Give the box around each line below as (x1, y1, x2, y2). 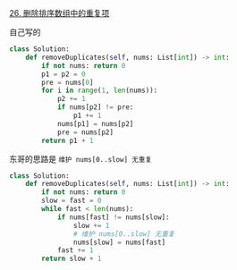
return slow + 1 (41, 254, 102, 264)
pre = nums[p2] (56, 128, 114, 137)
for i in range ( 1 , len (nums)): (41, 86, 158, 96)
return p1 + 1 (41, 136, 94, 145)
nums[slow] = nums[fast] (72, 238, 166, 247)
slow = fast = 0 (41, 196, 102, 206)
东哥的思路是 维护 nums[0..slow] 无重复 (9, 153, 152, 164)
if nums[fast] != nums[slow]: (56, 213, 170, 222)
